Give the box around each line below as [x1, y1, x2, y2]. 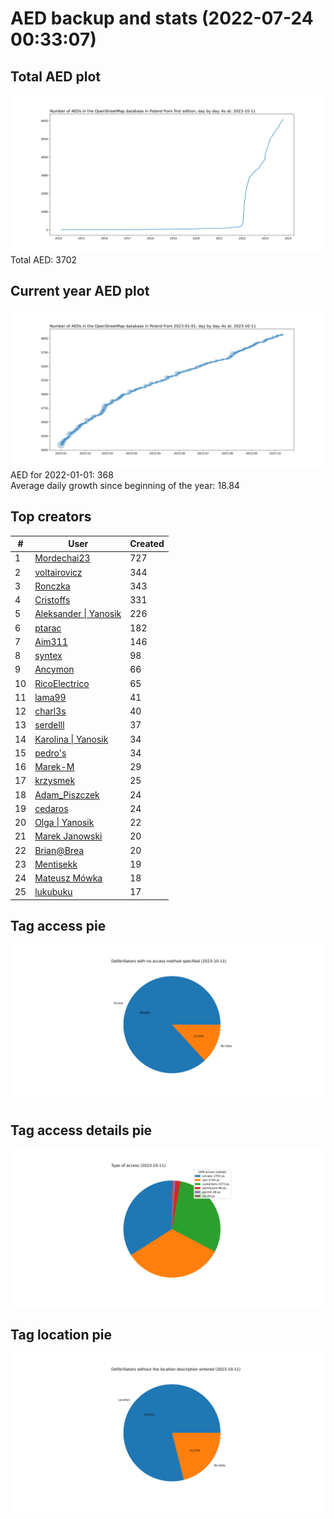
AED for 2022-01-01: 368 [10, 468, 114, 481]
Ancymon [34, 663, 75, 676]
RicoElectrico [34, 677, 90, 689]
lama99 [34, 691, 67, 703]
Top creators [10, 508, 92, 526]
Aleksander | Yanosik [34, 608, 122, 620]
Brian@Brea [34, 844, 85, 856]
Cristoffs [34, 594, 71, 606]
